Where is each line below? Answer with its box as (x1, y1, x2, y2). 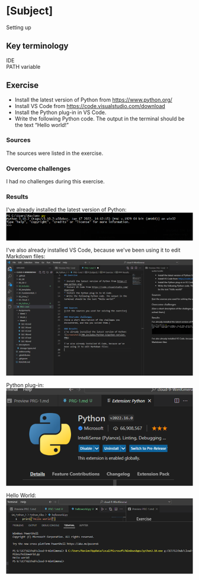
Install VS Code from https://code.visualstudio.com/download (14, 102, 166, 109)
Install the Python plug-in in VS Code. (14, 109, 107, 116)
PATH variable (6, 63, 41, 70)
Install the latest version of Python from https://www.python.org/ (14, 96, 173, 103)
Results (6, 193, 28, 201)
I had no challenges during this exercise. (6, 178, 105, 185)
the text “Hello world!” (14, 121, 69, 128)
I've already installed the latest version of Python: (6, 206, 127, 213)
